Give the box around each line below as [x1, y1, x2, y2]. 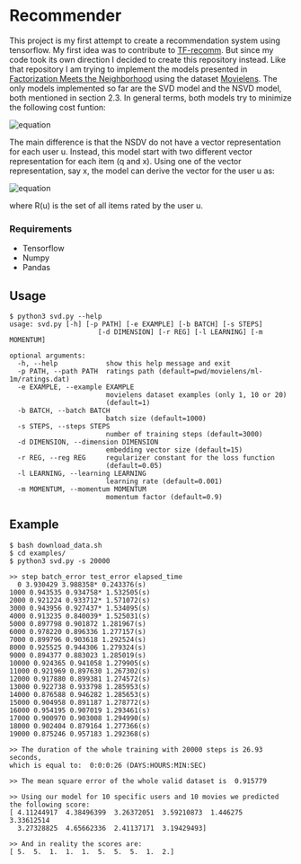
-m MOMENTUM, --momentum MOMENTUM [17, 485, 146, 494]
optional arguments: [9, 351, 87, 360]
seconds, [9, 753, 42, 762]
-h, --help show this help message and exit [17, 359, 231, 368]
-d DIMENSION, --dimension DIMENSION [17, 437, 159, 447]
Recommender [9, 5, 122, 26]
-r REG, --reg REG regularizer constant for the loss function [17, 454, 276, 463]
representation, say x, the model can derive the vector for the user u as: [9, 165, 276, 176]
